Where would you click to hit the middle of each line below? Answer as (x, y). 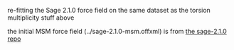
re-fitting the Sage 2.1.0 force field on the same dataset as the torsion (109, 10)
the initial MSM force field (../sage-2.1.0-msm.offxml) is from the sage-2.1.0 (117, 31)
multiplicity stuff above (41, 18)
